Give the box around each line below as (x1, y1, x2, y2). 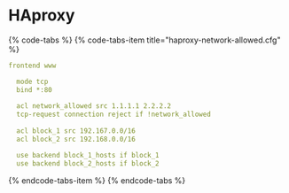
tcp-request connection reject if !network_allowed (16, 110, 212, 120)
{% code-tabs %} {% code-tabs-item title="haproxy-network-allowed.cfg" (8, 35, 281, 45)
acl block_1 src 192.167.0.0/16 (16, 127, 137, 135)
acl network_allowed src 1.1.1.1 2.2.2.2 (16, 102, 172, 111)
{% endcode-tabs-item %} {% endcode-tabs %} (8, 174, 186, 186)
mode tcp (16, 77, 49, 86)
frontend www (8, 61, 57, 70)
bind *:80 (16, 85, 52, 94)
